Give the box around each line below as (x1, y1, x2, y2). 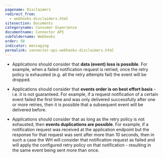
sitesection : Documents (5, 20, 54, 26)
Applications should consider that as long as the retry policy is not (12, 116, 145, 122)
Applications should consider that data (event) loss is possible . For (12, 61, 147, 67)
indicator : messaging (5, 43, 49, 48)
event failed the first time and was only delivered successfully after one (12, 96, 156, 102)
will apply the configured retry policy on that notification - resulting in (12, 142, 151, 148)
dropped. (12, 76, 31, 83)
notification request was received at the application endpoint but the (12, 126, 149, 132)
